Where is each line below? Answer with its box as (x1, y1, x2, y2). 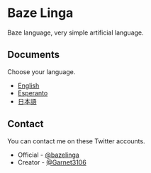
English (17, 81, 40, 90)
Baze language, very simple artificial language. (7, 28, 144, 37)
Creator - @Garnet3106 (17, 157, 86, 167)
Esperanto (17, 88, 48, 97)
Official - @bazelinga (17, 150, 79, 159)
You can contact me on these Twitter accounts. (7, 136, 145, 145)
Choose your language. (7, 67, 76, 76)
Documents (7, 49, 60, 61)
